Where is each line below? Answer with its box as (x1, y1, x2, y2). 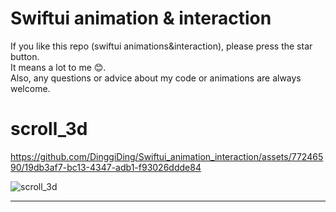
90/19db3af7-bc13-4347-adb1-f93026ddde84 (10, 161, 202, 173)
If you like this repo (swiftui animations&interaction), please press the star (10, 40, 313, 52)
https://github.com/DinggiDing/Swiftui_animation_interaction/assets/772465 (10, 150, 324, 162)
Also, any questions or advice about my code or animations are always (10, 72, 302, 84)
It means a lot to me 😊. (10, 61, 107, 73)
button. (10, 50, 40, 62)
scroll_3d (10, 118, 88, 141)
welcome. (10, 82, 51, 94)
